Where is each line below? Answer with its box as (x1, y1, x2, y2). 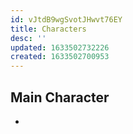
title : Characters (10, 24, 87, 34)
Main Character (10, 89, 110, 106)
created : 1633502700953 (10, 52, 110, 62)
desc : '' (10, 33, 47, 43)
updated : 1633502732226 (10, 42, 110, 53)
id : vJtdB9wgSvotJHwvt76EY (10, 14, 123, 25)
